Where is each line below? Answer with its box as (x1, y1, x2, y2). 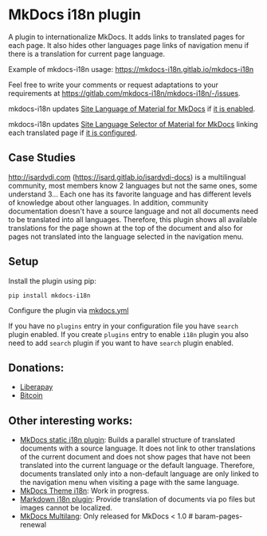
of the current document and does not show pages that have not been (19, 452, 251, 462)
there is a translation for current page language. (8, 49, 166, 58)
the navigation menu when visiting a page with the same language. (19, 478, 240, 487)
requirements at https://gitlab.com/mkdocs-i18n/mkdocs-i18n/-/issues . (8, 88, 241, 97)
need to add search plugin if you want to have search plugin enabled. (8, 338, 234, 347)
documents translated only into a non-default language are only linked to (19, 469, 259, 478)
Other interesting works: (8, 414, 133, 427)
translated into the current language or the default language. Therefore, (19, 461, 255, 470)
